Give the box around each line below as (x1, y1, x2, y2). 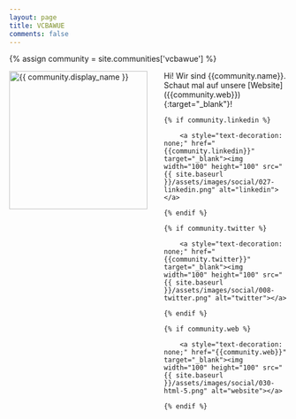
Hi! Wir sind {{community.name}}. (163, 71, 286, 81)
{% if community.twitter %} (163, 225, 268, 233)
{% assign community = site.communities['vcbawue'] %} (9, 54, 217, 65)
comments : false (9, 29, 69, 38)
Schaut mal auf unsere (163, 80, 246, 91)
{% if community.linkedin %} (163, 116, 271, 125)
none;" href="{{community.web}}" (163, 348, 287, 357)
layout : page (9, 12, 57, 22)
